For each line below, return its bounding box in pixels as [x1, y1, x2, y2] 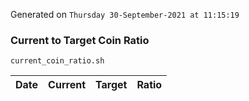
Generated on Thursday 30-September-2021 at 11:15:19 [10, 9, 240, 20]
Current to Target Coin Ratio [10, 33, 150, 47]
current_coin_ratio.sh [10, 56, 105, 66]
